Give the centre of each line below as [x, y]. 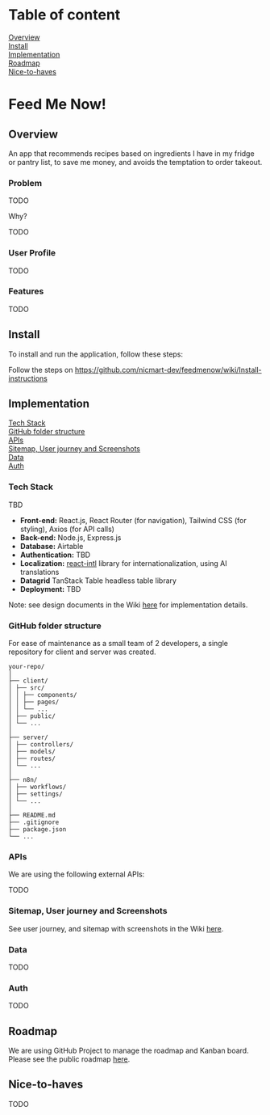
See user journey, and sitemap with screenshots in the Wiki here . [116, 928]
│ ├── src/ [27, 688]
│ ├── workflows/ [37, 787]
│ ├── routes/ [32, 759]
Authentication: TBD [55, 555]
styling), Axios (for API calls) [67, 529]
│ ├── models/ [32, 752]
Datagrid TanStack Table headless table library [98, 581]
